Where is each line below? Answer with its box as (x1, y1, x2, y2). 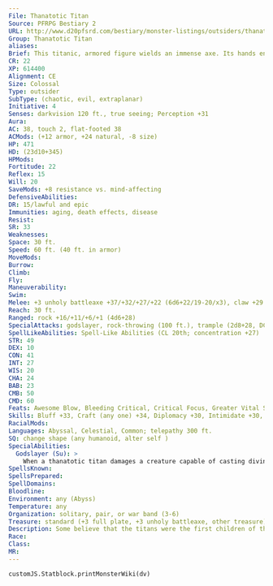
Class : (8, 541, 31, 549)
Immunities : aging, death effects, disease (8, 208, 158, 216)
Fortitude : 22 (8, 163, 57, 171)
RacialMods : (8, 420, 49, 428)
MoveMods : (8, 253, 42, 261)
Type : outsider (8, 87, 60, 96)
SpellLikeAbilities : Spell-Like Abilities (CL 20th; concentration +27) (8, 329, 260, 337)
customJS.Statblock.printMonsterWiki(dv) (8, 570, 151, 578)
